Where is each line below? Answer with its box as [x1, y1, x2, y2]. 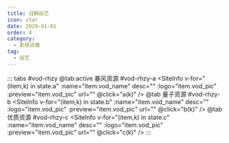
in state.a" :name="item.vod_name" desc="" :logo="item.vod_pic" [30, 81, 217, 90]
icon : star [7, 16, 38, 23]
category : [7, 36, 36, 42]
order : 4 [7, 29, 32, 36]
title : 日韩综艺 [7, 10, 49, 17]
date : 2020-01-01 [7, 23, 57, 29]
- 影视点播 [13, 42, 40, 49]
